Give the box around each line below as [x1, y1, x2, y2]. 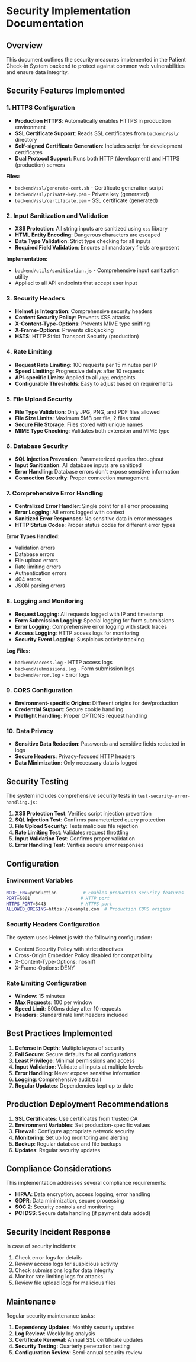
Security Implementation [6, 4, 131, 18]
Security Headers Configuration [6, 920, 101, 929]
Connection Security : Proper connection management [14, 474, 149, 481]
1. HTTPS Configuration [6, 104, 75, 112]
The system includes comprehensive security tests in [6, 792, 136, 800]
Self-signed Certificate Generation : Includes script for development [14, 142, 182, 149]
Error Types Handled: [6, 533, 60, 540]
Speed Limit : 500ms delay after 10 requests [14, 1005, 122, 1012]
